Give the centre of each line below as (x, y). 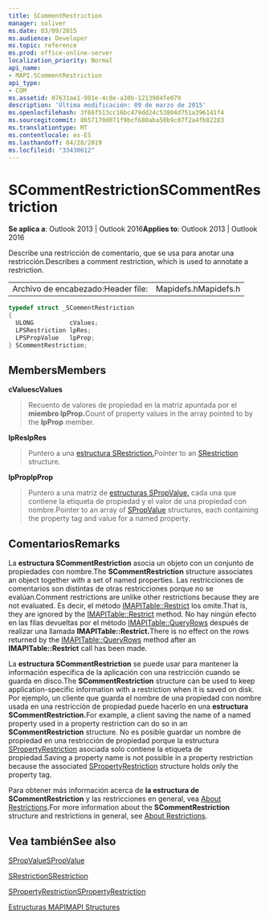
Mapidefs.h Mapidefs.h (198, 289)
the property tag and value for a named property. (109, 518)
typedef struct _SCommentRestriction (71, 308)
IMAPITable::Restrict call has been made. (78, 649)
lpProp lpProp (31, 478)
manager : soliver (37, 23)
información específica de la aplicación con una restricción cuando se (124, 673)
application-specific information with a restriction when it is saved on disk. (131, 689)
